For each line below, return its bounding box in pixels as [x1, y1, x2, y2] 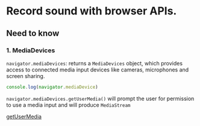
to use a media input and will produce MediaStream [6, 101, 131, 109]
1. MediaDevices [6, 46, 55, 55]
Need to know [6, 28, 60, 38]
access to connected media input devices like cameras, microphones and [6, 66, 189, 73]
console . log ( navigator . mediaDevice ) [6, 84, 98, 90]
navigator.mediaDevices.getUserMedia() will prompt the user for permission [6, 95, 195, 102]
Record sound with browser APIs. [6, 4, 177, 18]
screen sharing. [6, 72, 45, 79]
